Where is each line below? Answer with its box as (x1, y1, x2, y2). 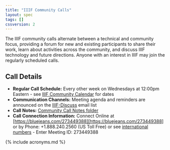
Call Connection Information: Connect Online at (12, 113, 115, 119)
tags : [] (5, 17, 24, 22)
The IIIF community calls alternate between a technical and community (5, 36, 154, 42)
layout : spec (5, 12, 33, 17)
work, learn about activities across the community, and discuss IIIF (5, 46, 145, 53)
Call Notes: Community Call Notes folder (12, 108, 99, 114)
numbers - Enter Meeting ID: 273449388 (12, 129, 99, 135)
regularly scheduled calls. (5, 57, 60, 64)
